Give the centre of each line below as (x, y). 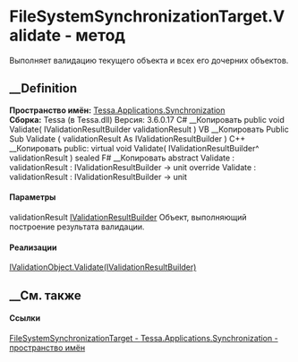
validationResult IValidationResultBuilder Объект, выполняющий (128, 217)
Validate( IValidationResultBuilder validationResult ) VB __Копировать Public (149, 129)
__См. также (46, 295)
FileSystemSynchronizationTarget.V (147, 17)
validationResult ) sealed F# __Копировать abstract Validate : (122, 158)
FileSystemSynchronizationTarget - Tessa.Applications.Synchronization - (144, 338)
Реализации (33, 247)
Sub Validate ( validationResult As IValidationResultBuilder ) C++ (128, 138)
